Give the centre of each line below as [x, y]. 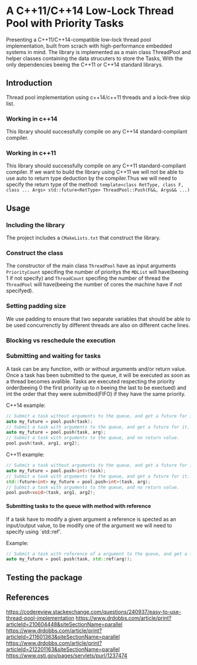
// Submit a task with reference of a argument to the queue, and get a [97, 554]
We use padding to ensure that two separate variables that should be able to [98, 319]
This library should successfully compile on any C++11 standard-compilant [96, 166]
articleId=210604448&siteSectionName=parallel [64, 624]
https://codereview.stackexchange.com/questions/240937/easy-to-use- [94, 611]
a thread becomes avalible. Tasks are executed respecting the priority [90, 381]
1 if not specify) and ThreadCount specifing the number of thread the [88, 278]
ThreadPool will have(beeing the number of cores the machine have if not [94, 285]
